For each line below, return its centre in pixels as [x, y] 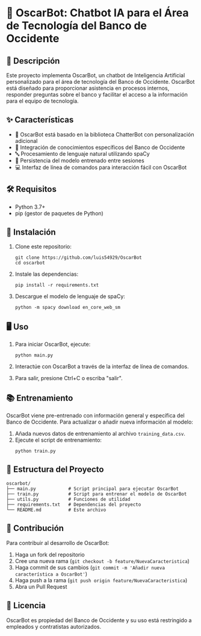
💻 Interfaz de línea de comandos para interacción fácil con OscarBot [101, 167]
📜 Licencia [26, 606]
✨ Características [40, 120]
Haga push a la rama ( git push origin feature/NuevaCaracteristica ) [101, 580]
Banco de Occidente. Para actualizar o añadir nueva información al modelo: [100, 422]
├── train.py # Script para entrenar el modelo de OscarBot [97, 494]
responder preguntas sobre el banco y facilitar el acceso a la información [97, 94]
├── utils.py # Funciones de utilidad [68, 499]
